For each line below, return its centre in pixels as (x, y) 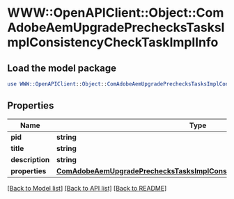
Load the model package (62, 68)
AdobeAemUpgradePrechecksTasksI (116, 27)
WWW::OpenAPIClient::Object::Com (116, 13)
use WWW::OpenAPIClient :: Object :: (57, 84)
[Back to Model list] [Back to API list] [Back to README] (87, 188)
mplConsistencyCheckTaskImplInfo (113, 42)
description (30, 159)
